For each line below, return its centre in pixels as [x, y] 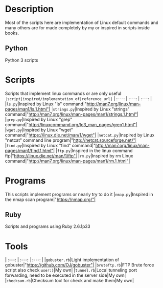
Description [29, 9]
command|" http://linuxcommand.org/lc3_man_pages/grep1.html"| [71, 124]
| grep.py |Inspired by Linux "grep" [39, 119]
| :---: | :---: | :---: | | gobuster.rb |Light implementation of [62, 260]
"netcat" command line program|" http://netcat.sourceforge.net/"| [71, 140]
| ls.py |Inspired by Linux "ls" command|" [46, 104]
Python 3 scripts [22, 60]
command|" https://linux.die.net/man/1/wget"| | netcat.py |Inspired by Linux [80, 135]
